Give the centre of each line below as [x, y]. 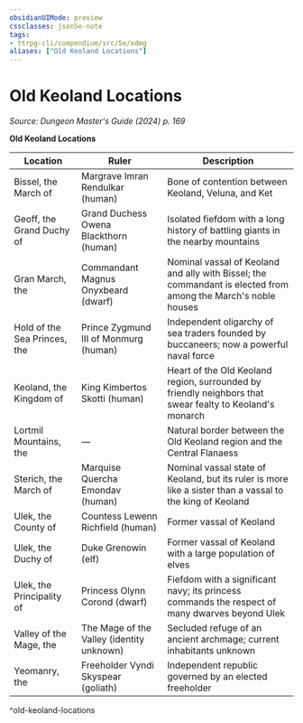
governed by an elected [217, 677]
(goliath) [99, 688]
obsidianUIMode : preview [56, 18]
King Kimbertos [114, 388]
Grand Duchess [114, 213]
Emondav [101, 491]
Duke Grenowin [114, 548]
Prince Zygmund [116, 328]
